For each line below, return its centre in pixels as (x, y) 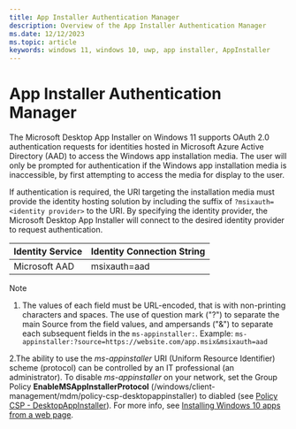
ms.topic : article (43, 42)
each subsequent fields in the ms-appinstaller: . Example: (128, 333)
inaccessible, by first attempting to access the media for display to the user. (147, 175)
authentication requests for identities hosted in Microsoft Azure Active (137, 147)
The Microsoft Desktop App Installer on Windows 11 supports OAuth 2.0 (139, 137)
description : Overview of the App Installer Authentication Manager (138, 26)
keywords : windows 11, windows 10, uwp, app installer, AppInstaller (140, 50)
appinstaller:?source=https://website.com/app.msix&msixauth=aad (144, 342)
